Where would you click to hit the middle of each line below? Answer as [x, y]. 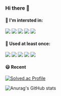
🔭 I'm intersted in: [24, 20]
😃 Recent [16, 67]
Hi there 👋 [18, 8]
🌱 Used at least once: [28, 43]
